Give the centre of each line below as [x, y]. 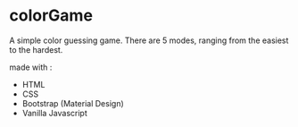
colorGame [51, 16]
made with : [31, 67]
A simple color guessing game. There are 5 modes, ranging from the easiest [149, 40]
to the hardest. [36, 49]
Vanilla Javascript [54, 113]
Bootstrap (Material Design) [73, 103]
